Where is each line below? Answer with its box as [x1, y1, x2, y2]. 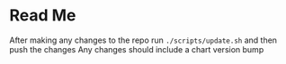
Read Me [9, 5, 76, 26]
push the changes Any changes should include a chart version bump [9, 44, 264, 54]
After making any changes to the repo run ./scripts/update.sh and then [9, 35, 277, 45]
